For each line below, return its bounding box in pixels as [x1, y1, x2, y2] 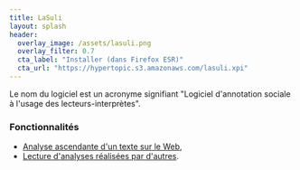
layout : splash [9, 22, 67, 31]
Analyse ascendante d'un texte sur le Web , [22, 141, 183, 152]
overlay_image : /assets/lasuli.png [17, 38, 152, 48]
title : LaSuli [9, 13, 63, 23]
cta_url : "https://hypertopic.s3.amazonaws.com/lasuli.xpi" [17, 64, 248, 73]
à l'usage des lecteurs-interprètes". [9, 98, 142, 109]
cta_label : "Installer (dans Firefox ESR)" [17, 55, 183, 64]
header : [9, 30, 39, 39]
